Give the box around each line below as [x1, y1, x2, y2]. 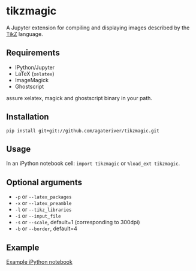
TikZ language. [6, 30, 43, 37]
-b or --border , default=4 [14, 225, 78, 232]
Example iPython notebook [6, 258, 73, 265]
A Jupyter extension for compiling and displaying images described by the [6, 24, 190, 31]
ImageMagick [14, 76, 49, 83]
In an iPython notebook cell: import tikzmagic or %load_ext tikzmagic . [6, 160, 180, 167]
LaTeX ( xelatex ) [14, 70, 55, 77]
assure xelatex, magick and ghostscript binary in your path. [6, 94, 153, 101]
